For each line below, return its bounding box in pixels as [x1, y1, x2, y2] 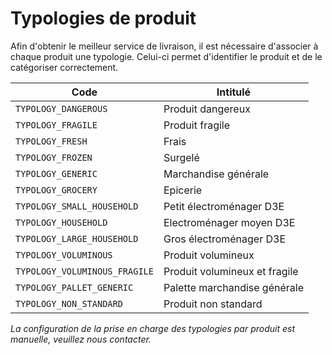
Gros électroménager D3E [163, 232, 287, 246]
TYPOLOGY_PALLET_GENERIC [15, 282, 134, 293]
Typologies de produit [10, 7, 197, 30]
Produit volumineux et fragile [163, 264, 299, 278]
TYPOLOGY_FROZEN [15, 152, 93, 163]
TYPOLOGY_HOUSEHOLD [15, 217, 108, 228]
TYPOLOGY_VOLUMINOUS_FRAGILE [15, 265, 154, 277]
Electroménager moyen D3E [163, 215, 296, 229]
